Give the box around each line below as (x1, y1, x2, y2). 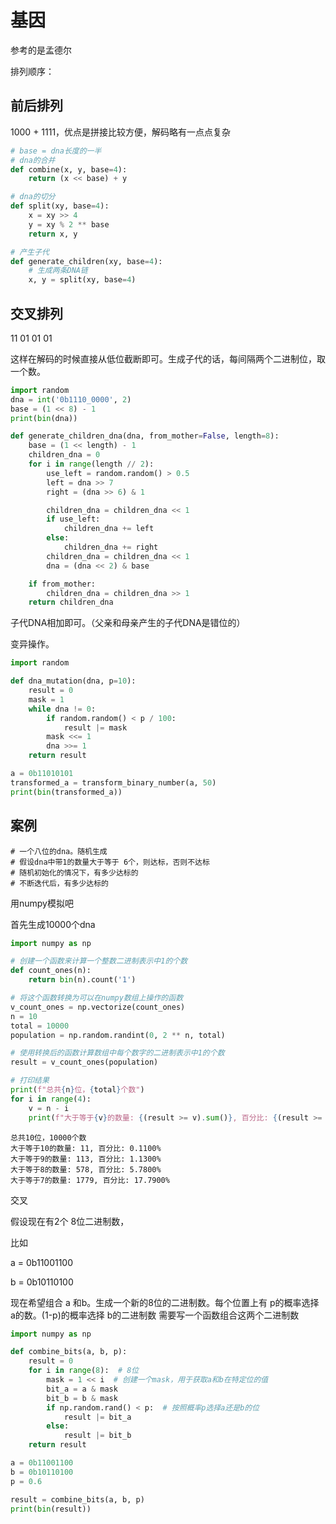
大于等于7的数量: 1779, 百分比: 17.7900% (10, 1175, 170, 1185)
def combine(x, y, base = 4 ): (10, 164, 128, 175)
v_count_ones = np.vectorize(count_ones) (10, 1002, 186, 1012)
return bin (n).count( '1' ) (28, 975, 137, 985)
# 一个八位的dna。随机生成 (10, 846, 108, 856)
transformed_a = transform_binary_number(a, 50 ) (10, 777, 217, 788)
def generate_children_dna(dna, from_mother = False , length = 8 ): (10, 431, 280, 441)
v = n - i (28, 1103, 70, 1113)
